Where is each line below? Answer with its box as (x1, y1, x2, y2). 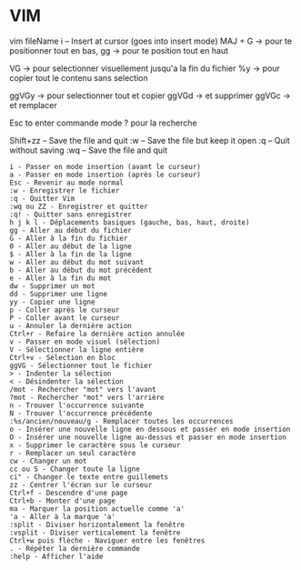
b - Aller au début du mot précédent (9, 265, 153, 275)
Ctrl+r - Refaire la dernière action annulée (9, 329, 185, 338)
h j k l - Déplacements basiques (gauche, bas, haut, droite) (9, 217, 250, 227)
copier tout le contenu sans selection (9, 72, 148, 83)
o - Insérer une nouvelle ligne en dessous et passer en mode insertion (9, 425, 291, 434)
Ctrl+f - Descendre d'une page (9, 488, 128, 497)
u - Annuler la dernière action (9, 321, 132, 330)
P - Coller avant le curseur (9, 313, 120, 323)
